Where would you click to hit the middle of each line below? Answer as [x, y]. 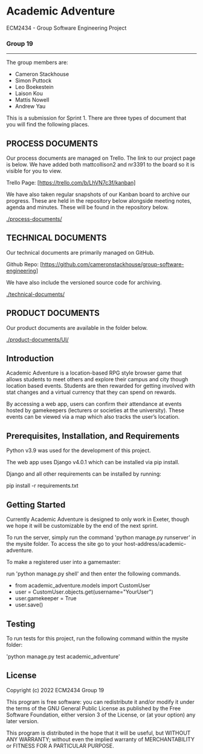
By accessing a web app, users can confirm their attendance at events [94, 404]
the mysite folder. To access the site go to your [65, 544]
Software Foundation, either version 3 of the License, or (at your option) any [101, 715]
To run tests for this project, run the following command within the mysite [97, 638]
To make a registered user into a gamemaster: [63, 562]
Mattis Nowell [32, 100]
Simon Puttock [33, 80]
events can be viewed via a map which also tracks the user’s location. [93, 417]
